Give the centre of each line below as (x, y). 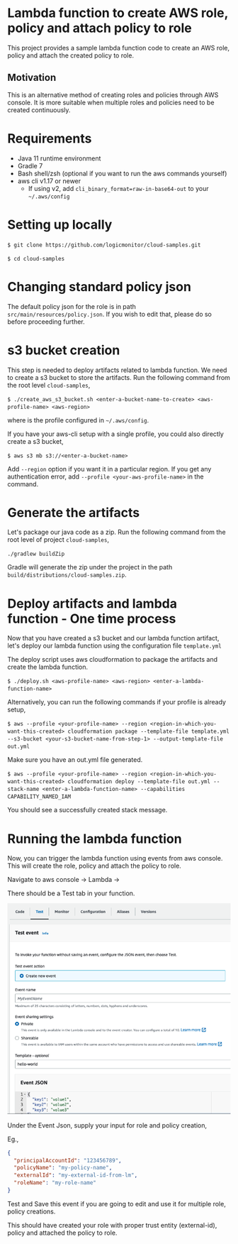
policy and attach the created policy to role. (71, 55)
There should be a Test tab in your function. (71, 893)
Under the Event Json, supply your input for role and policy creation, (107, 1125)
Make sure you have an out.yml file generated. (75, 760)
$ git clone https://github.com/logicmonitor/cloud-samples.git (104, 245)
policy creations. (32, 1211)
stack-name (23, 790)
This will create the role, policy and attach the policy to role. (95, 866)
